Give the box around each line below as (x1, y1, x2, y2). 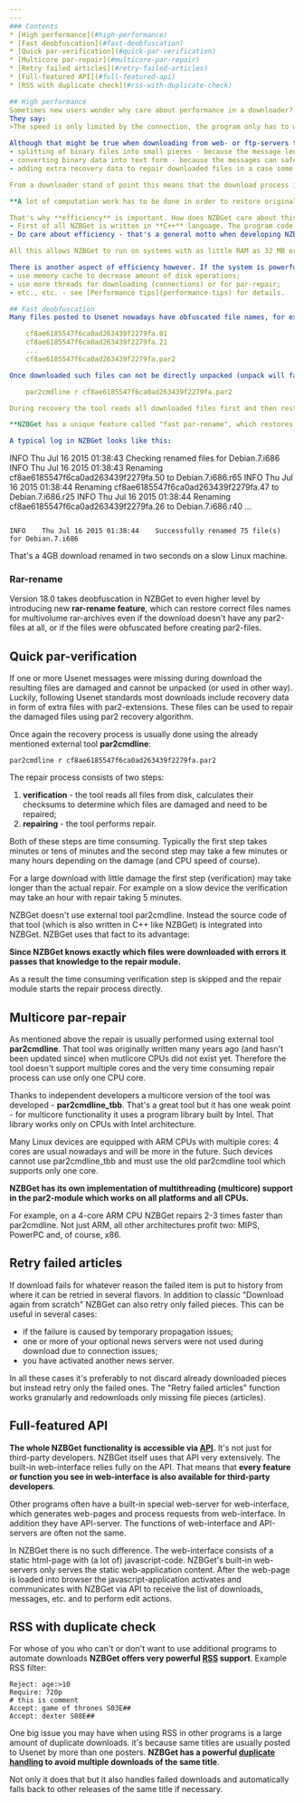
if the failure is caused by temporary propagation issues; (22, 1326, 233, 1337)
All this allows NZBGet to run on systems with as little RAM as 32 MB (9, 247, 285, 256)
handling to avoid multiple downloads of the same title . (9, 1757, 220, 1768)
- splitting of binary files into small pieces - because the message (9, 147, 281, 157)
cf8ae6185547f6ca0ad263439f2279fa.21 (25, 337, 168, 347)
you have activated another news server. (22, 1355, 175, 1366)
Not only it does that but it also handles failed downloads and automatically (9, 1774, 290, 1785)
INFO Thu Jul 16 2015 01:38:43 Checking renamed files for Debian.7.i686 (9, 453, 280, 463)
